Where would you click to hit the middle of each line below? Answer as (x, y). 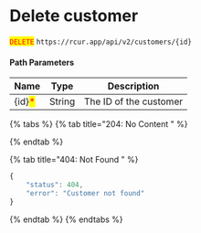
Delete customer (74, 16)
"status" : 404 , (55, 185)
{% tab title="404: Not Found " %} (74, 160)
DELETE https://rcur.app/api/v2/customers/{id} (100, 42)
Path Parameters (42, 62)
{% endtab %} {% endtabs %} (66, 219)
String (62, 101)
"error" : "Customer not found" (85, 193)
